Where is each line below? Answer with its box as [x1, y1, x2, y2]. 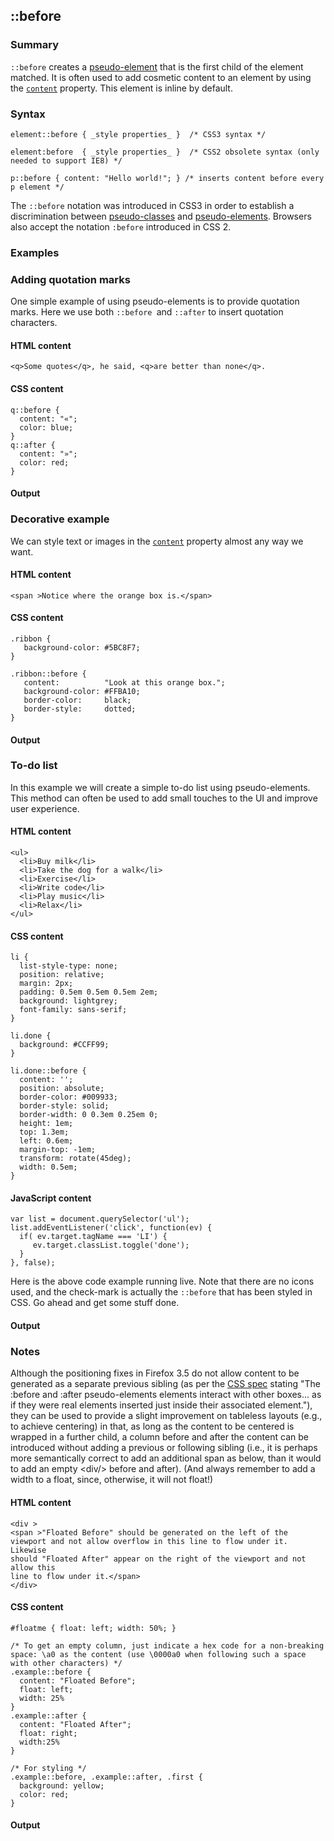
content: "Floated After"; [19, 1719, 132, 1729]
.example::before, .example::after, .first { [10, 1772, 203, 1782]
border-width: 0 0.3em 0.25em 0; [19, 1110, 159, 1120]
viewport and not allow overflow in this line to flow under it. [10, 1536, 288, 1546]
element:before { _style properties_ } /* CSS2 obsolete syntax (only [10, 147, 320, 157]
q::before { [10, 405, 60, 415]
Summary [10, 38, 60, 52]
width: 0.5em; [19, 1162, 78, 1173]
